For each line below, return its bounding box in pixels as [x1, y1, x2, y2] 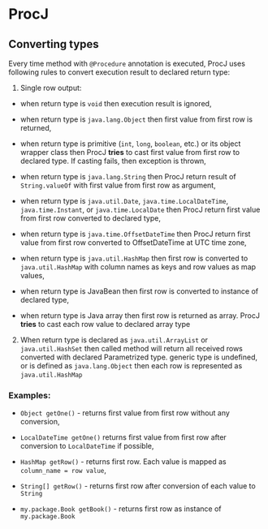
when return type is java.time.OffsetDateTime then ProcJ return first [19, 229, 251, 239]
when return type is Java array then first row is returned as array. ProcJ [19, 311, 260, 320]
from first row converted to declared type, [19, 213, 161, 223]
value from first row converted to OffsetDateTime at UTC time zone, [19, 238, 247, 247]
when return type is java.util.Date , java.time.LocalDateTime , [19, 196, 229, 205]
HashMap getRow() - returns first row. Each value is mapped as [19, 457, 227, 467]
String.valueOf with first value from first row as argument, [19, 180, 217, 190]
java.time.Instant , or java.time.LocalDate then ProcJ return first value [19, 204, 261, 214]
